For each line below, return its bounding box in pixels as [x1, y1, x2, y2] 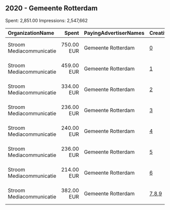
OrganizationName [8, 29, 55, 36]
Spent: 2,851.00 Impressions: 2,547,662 [5, 17, 88, 23]
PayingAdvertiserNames [83, 29, 145, 36]
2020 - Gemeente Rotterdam [5, 4, 98, 13]
